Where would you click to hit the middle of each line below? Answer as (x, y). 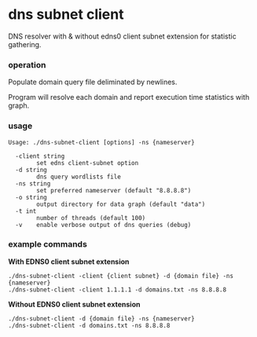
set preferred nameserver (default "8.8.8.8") (114, 190)
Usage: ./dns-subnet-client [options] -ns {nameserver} (101, 142)
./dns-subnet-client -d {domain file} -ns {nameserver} (101, 319)
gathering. (25, 44)
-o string (31, 197)
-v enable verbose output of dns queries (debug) (103, 225)
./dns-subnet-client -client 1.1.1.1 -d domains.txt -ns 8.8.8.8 (117, 289)
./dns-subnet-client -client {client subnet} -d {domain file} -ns (121, 276)
